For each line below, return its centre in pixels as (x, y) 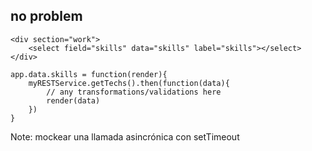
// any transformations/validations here (134, 92)
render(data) (73, 100)
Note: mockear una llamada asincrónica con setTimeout (125, 136)
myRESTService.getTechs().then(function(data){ (129, 83)
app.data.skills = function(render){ (89, 74)
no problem (46, 16)
